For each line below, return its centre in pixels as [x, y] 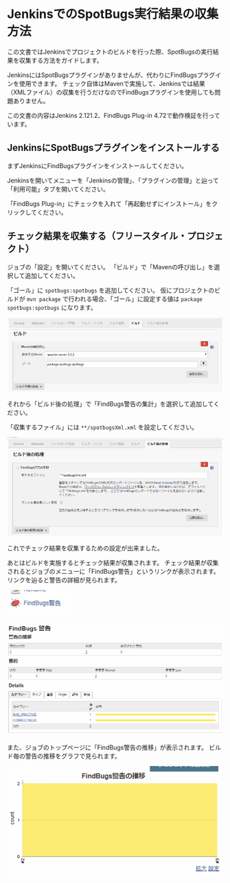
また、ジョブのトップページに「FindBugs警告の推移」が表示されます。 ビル [114, 747]
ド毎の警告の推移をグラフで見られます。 [64, 756]
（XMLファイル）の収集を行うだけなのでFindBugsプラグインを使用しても [111, 92]
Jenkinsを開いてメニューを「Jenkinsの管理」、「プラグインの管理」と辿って [113, 180]
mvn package [44, 299]
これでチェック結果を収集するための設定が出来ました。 [85, 548]
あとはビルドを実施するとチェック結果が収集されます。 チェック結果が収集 [113, 563]
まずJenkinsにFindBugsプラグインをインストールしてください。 [97, 165]
